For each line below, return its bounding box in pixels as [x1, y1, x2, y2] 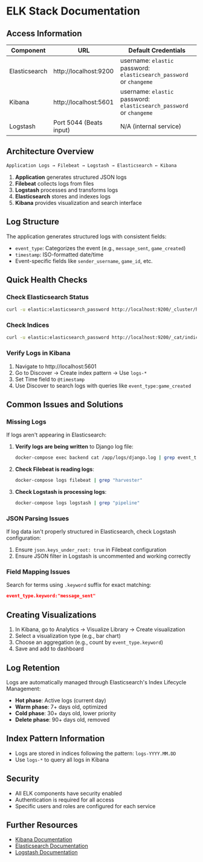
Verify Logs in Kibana [6, 349, 71, 357]
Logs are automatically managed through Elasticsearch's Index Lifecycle [6, 678, 187, 685]
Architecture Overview [6, 146, 94, 157]
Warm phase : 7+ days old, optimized [14, 703, 108, 710]
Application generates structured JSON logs [14, 173, 127, 181]
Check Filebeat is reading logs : [14, 465, 95, 473]
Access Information [6, 28, 83, 39]
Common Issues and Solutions [6, 399, 124, 409]
